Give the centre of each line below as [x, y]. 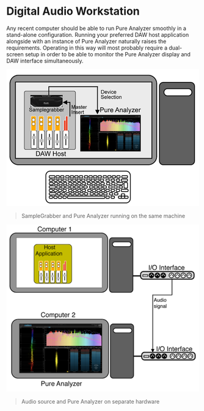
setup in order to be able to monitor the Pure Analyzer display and [108, 54]
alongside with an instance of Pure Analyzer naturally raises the [86, 41]
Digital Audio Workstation [73, 11]
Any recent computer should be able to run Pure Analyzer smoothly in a [96, 28]
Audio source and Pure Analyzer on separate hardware [90, 402]
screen [15, 54]
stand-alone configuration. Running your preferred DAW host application [98, 34]
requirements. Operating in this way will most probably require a [87, 48]
